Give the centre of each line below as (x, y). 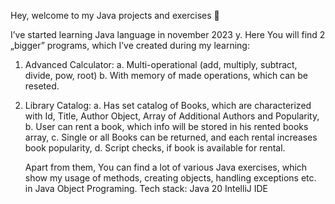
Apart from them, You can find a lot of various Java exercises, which (166, 167)
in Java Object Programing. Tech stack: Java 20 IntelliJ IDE (146, 188)
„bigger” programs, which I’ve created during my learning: (130, 45)
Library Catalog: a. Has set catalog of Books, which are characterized (168, 105)
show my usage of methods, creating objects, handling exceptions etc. (170, 178)
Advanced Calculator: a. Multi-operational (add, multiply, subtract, (161, 64)
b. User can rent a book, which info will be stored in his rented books (166, 126)
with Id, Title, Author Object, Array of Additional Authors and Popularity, (172, 116)
